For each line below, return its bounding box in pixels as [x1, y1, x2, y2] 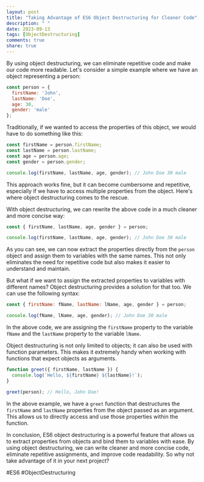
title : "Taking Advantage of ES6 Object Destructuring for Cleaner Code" [6, 15, 198, 21]
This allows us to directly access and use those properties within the [6, 413, 178, 420]
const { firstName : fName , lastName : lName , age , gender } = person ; [6, 302, 187, 308]
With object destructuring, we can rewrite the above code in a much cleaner [6, 205, 197, 213]
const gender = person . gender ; [6, 159, 86, 165]
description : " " [6, 20, 51, 26]
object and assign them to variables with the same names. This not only [6, 252, 186, 259]
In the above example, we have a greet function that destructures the [6, 400, 180, 407]
